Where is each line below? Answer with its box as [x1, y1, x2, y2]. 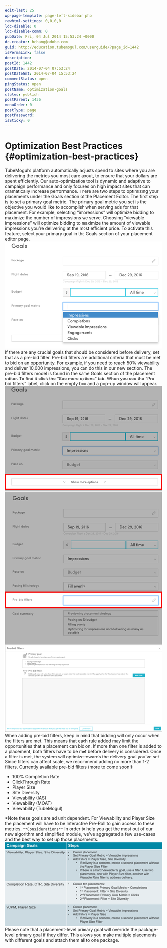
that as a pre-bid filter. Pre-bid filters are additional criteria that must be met [5, 355, 161, 361]
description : [5, 55, 32, 60]
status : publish [5, 92, 39, 97]
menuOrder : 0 [5, 102, 32, 107]
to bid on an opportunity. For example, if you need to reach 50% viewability [5, 360, 160, 366]
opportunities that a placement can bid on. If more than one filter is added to [5, 743, 162, 749]
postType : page [5, 107, 37, 113]
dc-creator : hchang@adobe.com [5, 40, 68, 45]
